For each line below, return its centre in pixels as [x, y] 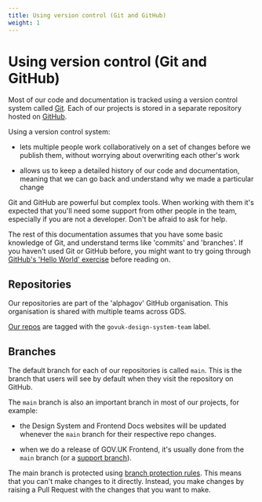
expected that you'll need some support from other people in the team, [123, 211]
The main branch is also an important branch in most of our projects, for [124, 402]
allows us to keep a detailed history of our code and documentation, [129, 170]
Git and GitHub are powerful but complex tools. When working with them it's [131, 203]
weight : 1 [24, 23]
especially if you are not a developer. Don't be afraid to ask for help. [118, 219]
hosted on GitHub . [38, 117]
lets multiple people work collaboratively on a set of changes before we [135, 147]
